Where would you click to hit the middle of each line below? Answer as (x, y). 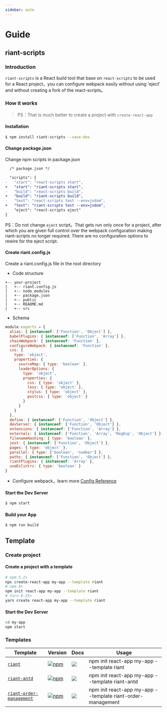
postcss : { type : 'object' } (57, 397)
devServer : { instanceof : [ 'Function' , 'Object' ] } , (65, 425)
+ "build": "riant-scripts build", (44, 196)
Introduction (20, 67)
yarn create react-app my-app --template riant (55, 601)
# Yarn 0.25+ (19, 596)
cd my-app (15, 622)
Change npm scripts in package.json (43, 160)
